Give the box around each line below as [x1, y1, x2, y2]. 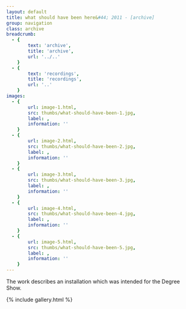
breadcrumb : [6, 31, 36, 37]
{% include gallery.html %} [6, 296, 73, 303]
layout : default [6, 8, 47, 15]
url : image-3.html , [28, 171, 77, 178]
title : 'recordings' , [28, 76, 82, 82]
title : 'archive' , [28, 48, 74, 54]
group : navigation [6, 20, 52, 26]
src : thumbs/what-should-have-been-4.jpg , [28, 211, 136, 217]
